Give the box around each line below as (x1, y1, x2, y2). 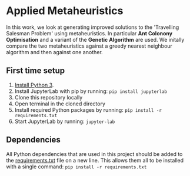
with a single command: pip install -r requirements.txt (6, 163, 147, 170)
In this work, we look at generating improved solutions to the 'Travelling (6, 24, 179, 31)
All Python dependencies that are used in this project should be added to (6, 150, 183, 157)
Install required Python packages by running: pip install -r (14, 106, 162, 113)
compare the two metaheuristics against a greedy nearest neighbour (6, 42, 172, 49)
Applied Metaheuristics (6, 4, 124, 18)
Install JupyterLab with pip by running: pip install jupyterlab (14, 87, 168, 95)
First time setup (6, 66, 65, 76)
